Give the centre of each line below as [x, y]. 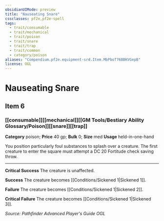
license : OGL [18, 64]
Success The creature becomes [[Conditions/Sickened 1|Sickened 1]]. [76, 180]
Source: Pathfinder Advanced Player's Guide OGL [55, 213]
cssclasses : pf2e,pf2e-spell [35, 19]
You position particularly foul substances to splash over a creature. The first [81, 146]
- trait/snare [24, 41]
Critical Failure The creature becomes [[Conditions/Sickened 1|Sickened [78, 199]
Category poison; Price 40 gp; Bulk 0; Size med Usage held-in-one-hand [80, 137]
